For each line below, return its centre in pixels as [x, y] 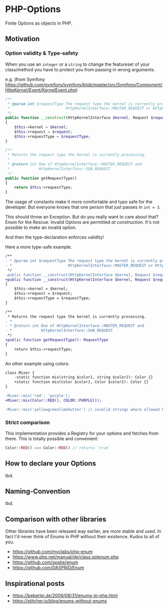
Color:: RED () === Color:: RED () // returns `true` [58, 448]
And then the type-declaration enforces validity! [54, 237]
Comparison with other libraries [56, 519]
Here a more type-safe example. [39, 247]
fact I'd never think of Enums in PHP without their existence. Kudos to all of [82, 537]
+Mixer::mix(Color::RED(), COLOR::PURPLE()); [53, 400]
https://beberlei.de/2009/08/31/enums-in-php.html [65, 595]
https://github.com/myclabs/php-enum [52, 552]
